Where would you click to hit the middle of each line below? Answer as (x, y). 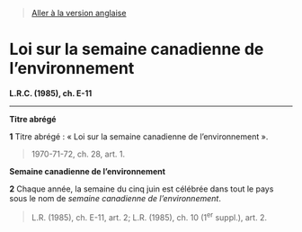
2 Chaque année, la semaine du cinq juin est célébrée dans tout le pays (142, 189)
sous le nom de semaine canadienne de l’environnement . (115, 198)
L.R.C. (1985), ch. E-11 (51, 93)
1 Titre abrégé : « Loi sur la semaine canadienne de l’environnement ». (139, 136)
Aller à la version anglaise (79, 13)
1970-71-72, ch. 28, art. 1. (78, 154)
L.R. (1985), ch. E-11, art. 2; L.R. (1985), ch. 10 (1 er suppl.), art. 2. (149, 217)
